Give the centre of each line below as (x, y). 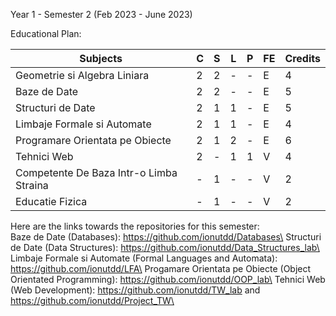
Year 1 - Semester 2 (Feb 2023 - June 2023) (101, 14)
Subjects (101, 58)
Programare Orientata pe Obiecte (93, 140)
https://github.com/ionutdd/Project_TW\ (92, 300)
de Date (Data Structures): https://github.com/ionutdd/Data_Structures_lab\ (165, 247)
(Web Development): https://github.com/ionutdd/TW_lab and (135, 290)
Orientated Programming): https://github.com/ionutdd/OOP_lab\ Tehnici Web (168, 279)
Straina (32, 185)
